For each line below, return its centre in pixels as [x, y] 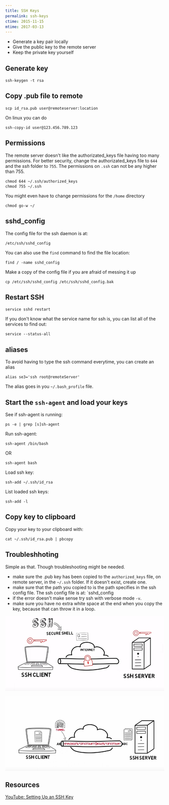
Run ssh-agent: [21, 434]
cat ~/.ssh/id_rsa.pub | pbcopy [39, 539]
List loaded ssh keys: [27, 491]
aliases [17, 350]
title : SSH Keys [22, 11]
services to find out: [26, 324]
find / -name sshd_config [32, 262]
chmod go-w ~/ [20, 206]
